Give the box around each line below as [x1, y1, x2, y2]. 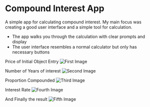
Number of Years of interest [5, 68, 61, 73]
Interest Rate [5, 87, 31, 92]
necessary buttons [12, 49, 50, 55]
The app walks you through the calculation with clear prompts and [12, 34, 145, 39]
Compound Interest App [5, 3, 105, 14]
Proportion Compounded [5, 77, 55, 83]
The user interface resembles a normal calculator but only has [12, 44, 137, 50]
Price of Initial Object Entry [5, 58, 59, 64]
